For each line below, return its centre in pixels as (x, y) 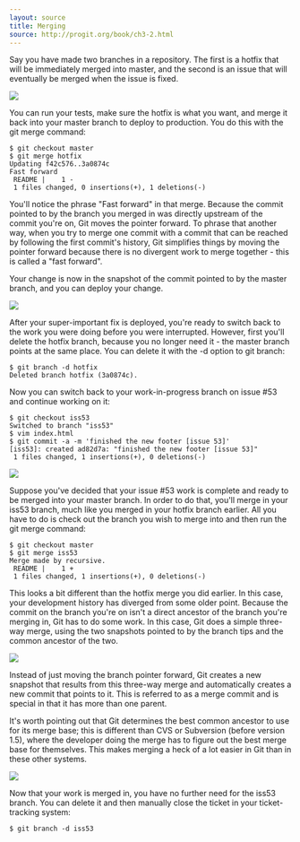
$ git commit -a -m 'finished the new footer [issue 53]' (120, 442)
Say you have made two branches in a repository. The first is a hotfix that (144, 60)
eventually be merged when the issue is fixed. (94, 79)
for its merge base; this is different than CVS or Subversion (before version (147, 731)
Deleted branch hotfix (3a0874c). (74, 376)
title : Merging (38, 26)
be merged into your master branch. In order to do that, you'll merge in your (149, 500)
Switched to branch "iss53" (62, 426)
